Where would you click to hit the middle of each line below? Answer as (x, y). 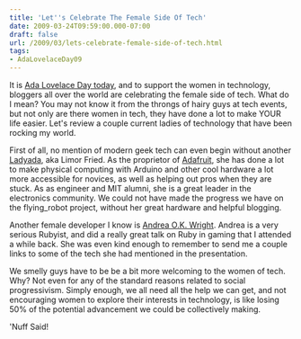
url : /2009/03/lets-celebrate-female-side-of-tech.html (116, 43)
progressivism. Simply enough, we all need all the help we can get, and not (148, 290)
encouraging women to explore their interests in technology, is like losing (145, 299)
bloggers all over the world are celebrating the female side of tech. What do (149, 94)
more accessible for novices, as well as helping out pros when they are (141, 179)
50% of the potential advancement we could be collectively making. (135, 309)
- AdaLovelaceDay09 (46, 59)
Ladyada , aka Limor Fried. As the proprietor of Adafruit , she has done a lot (147, 160)
